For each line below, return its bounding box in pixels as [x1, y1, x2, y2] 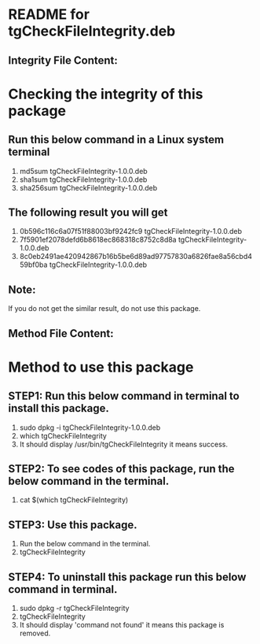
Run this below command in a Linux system [8, 133, 225, 146]
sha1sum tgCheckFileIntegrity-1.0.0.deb [19, 175, 148, 184]
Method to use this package [8, 358, 194, 376]
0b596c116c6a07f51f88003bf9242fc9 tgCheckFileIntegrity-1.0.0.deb [19, 227, 242, 236]
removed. [19, 628, 51, 638]
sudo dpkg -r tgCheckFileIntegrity [19, 604, 130, 613]
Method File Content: [8, 327, 114, 340]
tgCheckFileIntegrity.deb [8, 22, 176, 40]
